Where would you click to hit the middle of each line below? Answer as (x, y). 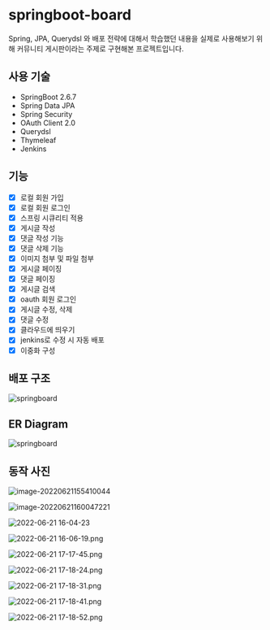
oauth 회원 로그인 (48, 299)
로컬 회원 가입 (42, 198)
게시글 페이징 (41, 269)
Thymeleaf (38, 140)
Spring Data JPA (47, 105)
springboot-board (70, 15)
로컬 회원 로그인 (45, 207)
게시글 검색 (38, 289)
